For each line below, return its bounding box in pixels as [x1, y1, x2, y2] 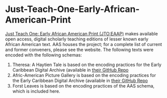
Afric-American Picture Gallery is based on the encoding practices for [12, 72, 156, 78]
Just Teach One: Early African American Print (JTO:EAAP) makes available [5, 30, 158, 36]
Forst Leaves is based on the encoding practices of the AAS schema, [12, 82, 155, 88]
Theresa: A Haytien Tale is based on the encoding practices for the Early [12, 61, 162, 67]
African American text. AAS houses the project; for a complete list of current [5, 41, 162, 47]
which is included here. [12, 88, 61, 94]
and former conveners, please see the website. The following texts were [5, 46, 154, 52]
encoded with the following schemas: [5, 51, 82, 58]
